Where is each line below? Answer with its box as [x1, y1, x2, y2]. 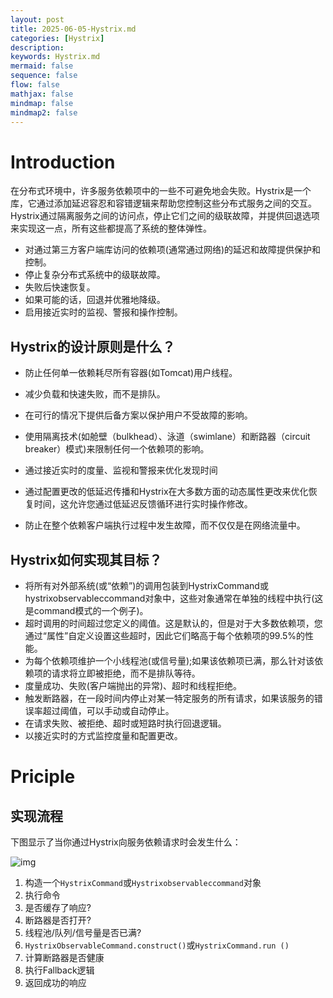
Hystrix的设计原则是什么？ [10, 338, 176, 355]
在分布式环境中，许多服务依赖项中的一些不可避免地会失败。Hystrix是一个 [10, 185, 312, 197]
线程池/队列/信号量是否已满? [24, 926, 142, 938]
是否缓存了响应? [24, 901, 92, 913]
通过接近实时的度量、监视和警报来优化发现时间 [24, 464, 218, 476]
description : [10, 42, 65, 53]
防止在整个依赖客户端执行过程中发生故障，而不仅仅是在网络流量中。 [24, 519, 306, 531]
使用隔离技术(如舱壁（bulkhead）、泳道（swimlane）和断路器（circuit [24, 431, 311, 443]
